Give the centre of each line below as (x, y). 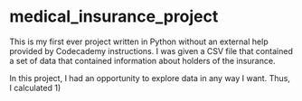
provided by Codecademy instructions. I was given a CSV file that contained (151, 50)
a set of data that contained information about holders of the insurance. (142, 60)
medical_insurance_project (114, 17)
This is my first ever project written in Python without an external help (139, 41)
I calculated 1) (35, 87)
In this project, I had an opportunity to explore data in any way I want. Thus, (150, 78)
